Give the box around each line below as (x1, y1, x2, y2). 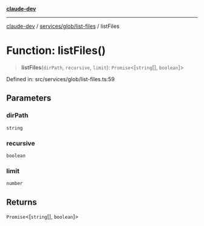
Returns (6, 197, 38, 207)
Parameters (6, 93, 52, 104)
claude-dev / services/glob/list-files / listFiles (6, 22, 120, 30)
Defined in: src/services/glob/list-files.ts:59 (6, 75, 115, 82)
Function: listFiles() (6, 44, 106, 58)
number (6, 181, 23, 187)
